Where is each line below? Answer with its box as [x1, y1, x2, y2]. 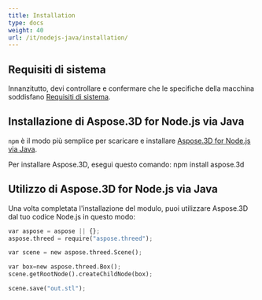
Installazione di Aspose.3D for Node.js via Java [8, 115, 245, 129]
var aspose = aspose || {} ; [8, 227, 101, 235]
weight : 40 [8, 26, 44, 34]
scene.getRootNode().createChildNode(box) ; [8, 270, 153, 279]
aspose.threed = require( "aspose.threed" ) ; [8, 234, 153, 242]
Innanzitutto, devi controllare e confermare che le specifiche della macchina [8, 84, 254, 93]
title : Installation [8, 11, 76, 20]
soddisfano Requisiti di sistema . [8, 92, 111, 102]
